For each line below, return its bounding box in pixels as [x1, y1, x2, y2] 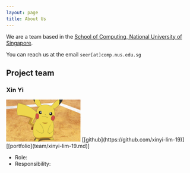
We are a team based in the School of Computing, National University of [6, 33, 182, 40]
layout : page [6, 10, 39, 15]
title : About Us [6, 15, 46, 22]
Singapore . [6, 39, 33, 46]
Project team [6, 68, 55, 78]
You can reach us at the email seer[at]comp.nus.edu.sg [6, 51, 141, 58]
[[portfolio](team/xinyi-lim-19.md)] [6, 142, 90, 149]
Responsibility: [14, 160, 51, 167]
